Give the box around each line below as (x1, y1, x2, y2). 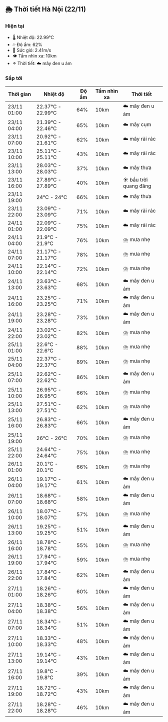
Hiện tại (5, 22, 24, 29)
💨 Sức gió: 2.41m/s (12, 47, 51, 53)
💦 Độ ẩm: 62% (12, 41, 42, 47)
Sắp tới (5, 74, 22, 81)
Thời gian (8, 90, 31, 97)
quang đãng (123, 182, 151, 189)
